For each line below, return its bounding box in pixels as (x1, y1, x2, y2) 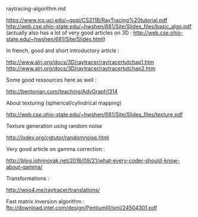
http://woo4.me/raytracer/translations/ (6, 187, 100, 193)
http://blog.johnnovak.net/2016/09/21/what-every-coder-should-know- (6, 157, 180, 164)
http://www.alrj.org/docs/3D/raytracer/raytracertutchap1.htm (6, 59, 154, 65)
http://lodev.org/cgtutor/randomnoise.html (6, 134, 110, 141)
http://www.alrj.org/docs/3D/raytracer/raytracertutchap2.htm (6, 65, 156, 72)
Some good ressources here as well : (6, 77, 97, 83)
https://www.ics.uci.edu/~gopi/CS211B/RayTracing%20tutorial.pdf (6, 17, 168, 23)
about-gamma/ (6, 163, 43, 170)
